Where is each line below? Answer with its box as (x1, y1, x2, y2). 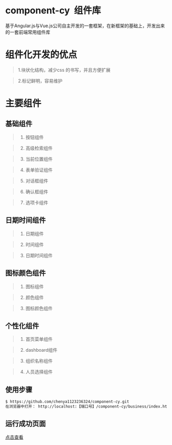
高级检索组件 (25, 145, 53, 151)
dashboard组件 (25, 347, 58, 353)
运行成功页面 (5, 419, 46, 428)
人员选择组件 (25, 369, 53, 375)
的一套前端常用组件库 (5, 29, 50, 35)
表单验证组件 (25, 167, 53, 173)
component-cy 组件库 (5, 5, 101, 16)
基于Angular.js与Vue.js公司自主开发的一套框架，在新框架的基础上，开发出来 (5, 23, 165, 29)
